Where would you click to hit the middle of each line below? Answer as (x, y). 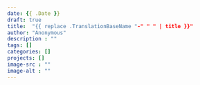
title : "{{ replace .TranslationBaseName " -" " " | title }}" (100, 26)
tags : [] (20, 45)
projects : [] (26, 58)
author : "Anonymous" (37, 33)
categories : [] (29, 52)
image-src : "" (29, 64)
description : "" (32, 39)
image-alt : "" (29, 71)
